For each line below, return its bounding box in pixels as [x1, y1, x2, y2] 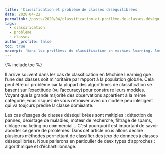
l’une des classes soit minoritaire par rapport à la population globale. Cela [5, 77, 154, 82]
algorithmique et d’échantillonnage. [5, 143, 77, 149]
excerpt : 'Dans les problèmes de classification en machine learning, [5, 48, 153, 53]
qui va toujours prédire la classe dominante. [5, 103, 94, 108]
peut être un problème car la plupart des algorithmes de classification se [5, 81, 152, 87]
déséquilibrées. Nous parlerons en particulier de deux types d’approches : [5, 138, 156, 144]
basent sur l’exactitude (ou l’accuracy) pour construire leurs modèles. [5, 87, 146, 93]
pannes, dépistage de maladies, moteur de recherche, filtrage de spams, [5, 117, 152, 123]
